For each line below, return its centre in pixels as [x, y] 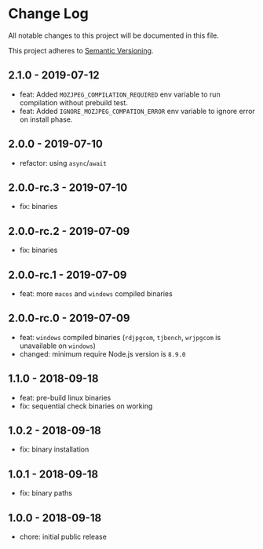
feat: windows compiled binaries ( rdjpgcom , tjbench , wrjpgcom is [120, 337]
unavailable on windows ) [58, 346]
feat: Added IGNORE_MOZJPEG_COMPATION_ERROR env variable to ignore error [137, 111]
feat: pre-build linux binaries [65, 397]
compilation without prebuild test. [73, 102]
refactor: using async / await [63, 163]
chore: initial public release [63, 537]
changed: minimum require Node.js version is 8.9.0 [102, 353]
